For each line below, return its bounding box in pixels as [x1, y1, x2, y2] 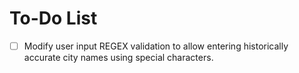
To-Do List [9, 7, 98, 30]
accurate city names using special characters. [23, 52, 214, 63]
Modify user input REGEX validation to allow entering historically [23, 40, 289, 52]
